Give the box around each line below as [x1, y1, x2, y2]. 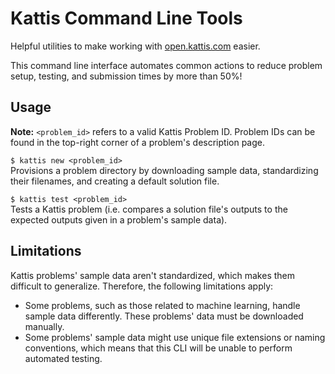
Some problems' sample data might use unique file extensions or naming [24, 331, 326, 343]
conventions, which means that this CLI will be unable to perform [24, 342, 293, 354]
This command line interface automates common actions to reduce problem [10, 59, 323, 71]
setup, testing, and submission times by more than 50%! [10, 70, 243, 82]
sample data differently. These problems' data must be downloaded [24, 310, 304, 322]
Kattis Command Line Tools [10, 7, 243, 30]
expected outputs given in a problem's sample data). [10, 213, 228, 226]
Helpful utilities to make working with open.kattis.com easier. [10, 40, 261, 52]
